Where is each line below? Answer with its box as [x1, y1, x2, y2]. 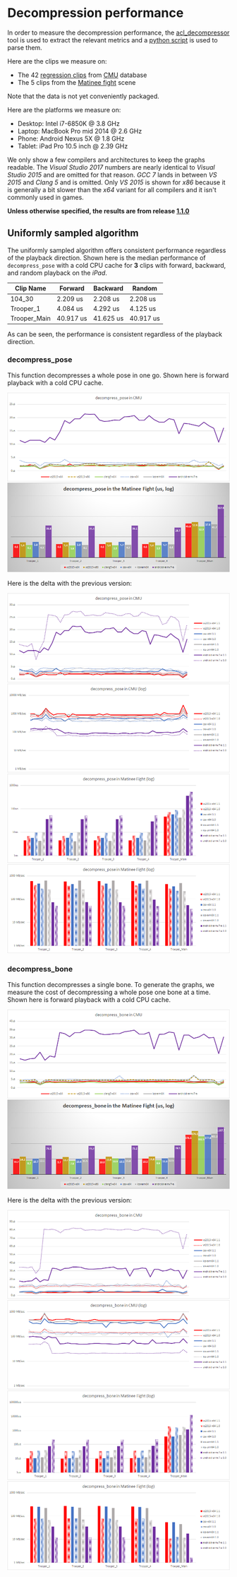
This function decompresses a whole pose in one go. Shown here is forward [7, 371, 229, 379]
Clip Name [15, 284, 47, 293]
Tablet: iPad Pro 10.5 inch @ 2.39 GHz [17, 141, 128, 150]
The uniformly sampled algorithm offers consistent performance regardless [7, 246, 226, 254]
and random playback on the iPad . [7, 268, 108, 277]
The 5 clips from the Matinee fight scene [17, 78, 136, 86]
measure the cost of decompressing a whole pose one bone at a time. [7, 988, 211, 996]
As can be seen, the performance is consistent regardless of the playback [7, 330, 222, 338]
